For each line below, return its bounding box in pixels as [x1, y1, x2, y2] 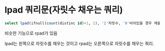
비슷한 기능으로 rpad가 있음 [4, 30, 58, 36]
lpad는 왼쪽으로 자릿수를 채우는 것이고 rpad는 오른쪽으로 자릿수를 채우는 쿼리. [4, 40, 155, 46]
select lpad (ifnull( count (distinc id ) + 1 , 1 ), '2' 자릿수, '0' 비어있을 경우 [4, 20, 152, 26]
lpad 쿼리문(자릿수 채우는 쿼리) [4, 4, 123, 16]
